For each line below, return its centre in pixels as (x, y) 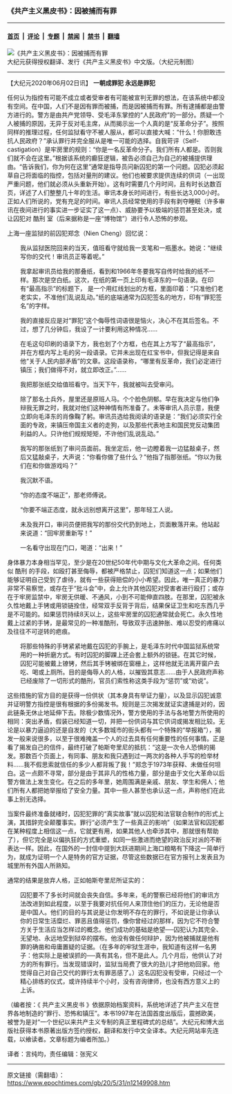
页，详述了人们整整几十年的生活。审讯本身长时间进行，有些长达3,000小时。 (115, 192)
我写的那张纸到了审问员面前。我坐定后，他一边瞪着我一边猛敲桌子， (117, 448)
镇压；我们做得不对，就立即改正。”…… (73, 369)
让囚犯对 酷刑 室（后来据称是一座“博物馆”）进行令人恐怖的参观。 (99, 218)
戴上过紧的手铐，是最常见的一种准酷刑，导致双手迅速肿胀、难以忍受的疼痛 (113, 623)
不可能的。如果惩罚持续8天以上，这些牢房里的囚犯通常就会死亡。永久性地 (118, 614)
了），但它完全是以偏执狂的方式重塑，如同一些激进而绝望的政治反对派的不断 (115, 839)
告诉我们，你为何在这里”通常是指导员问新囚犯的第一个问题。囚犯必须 (120, 167)
